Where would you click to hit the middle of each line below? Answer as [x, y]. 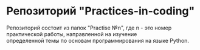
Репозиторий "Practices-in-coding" [101, 11]
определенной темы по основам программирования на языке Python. [98, 40]
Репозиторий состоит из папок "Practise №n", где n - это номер [89, 28]
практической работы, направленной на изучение [72, 34]
